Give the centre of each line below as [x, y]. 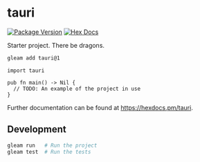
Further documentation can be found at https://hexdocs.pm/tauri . [100, 107]
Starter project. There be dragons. [56, 45]
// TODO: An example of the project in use [77, 89]
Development [37, 129]
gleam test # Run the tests [49, 152]
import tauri [26, 71]
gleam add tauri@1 [34, 58]
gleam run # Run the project [52, 145]
